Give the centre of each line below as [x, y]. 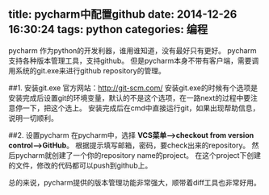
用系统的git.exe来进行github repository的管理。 [87, 70]
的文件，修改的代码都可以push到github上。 [80, 165]
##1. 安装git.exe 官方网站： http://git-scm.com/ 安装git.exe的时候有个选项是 [133, 88]
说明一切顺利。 [33, 118]
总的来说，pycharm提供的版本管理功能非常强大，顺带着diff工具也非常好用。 [134, 182]
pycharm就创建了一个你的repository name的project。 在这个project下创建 [138, 155]
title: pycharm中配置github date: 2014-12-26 [123, 15]
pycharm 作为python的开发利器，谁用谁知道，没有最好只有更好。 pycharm [132, 50]
